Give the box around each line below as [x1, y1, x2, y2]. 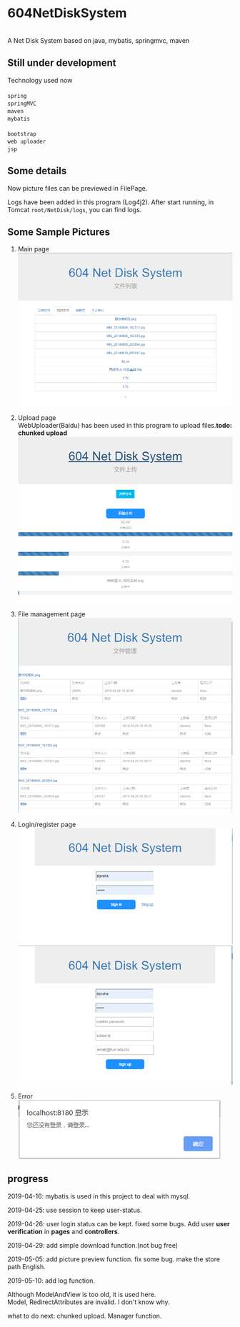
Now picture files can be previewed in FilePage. [7, 184, 148, 192]
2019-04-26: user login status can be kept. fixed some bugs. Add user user [7, 1219, 230, 1228]
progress [7, 1173, 49, 1185]
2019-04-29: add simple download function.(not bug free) [7, 1241, 179, 1249]
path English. [7, 1262, 46, 1271]
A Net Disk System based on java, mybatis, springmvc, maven [7, 36, 190, 44]
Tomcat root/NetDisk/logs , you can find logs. [7, 205, 142, 214]
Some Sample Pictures [7, 226, 111, 238]
